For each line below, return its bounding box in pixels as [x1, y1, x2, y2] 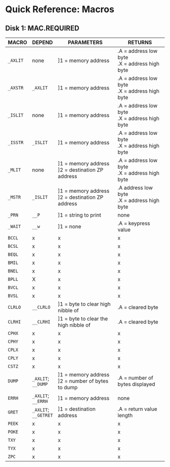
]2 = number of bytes [58, 377, 109, 385]
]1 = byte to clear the [58, 315, 108, 322]
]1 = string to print [58, 212, 101, 218]
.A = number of [117, 374, 153, 381]
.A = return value [117, 405, 157, 413]
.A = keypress [117, 220, 150, 227]
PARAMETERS [68, 39, 103, 46]
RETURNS [127, 39, 152, 46]
